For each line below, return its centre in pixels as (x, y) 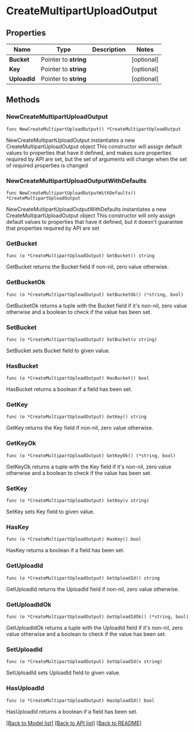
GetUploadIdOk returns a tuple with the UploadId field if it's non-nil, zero (95, 628)
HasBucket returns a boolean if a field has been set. (69, 389)
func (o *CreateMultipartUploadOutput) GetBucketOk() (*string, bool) (95, 294)
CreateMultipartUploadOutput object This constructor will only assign (91, 216)
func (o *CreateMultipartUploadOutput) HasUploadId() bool (80, 701)
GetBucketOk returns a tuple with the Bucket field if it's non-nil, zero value (97, 305)
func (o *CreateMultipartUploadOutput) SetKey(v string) (78, 501)
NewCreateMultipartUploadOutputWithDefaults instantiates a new (86, 209)
